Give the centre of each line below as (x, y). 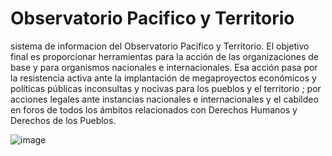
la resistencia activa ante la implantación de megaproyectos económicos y (163, 78)
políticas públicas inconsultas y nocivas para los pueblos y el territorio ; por (166, 88)
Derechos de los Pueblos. (63, 120)
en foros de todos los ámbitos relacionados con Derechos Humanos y (154, 109)
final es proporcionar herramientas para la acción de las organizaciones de (164, 56)
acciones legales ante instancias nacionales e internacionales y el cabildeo (164, 99)
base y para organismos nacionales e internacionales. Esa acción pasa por (164, 67)
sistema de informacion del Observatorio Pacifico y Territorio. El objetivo (160, 46)
